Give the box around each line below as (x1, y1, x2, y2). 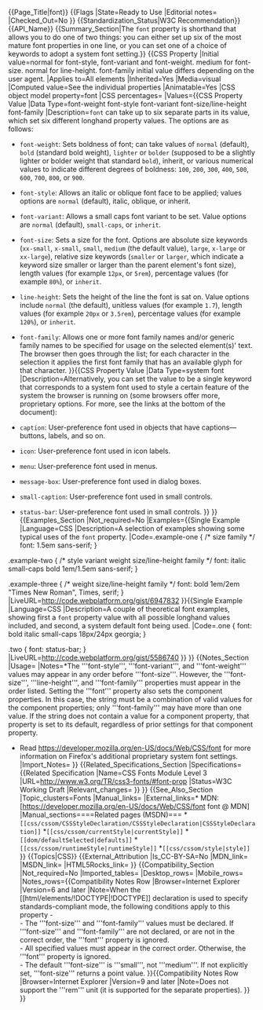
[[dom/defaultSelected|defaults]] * (19, 835, 138, 844)
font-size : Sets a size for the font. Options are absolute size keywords (19, 236, 248, 244)
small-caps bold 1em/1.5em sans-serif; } (8, 564, 138, 573)
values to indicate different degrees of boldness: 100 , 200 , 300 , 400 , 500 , (19, 165, 250, 174)
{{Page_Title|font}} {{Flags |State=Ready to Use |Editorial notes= (8, 8, 217, 16)
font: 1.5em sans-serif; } (19, 540, 97, 550)
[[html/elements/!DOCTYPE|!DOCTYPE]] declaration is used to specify (19, 894, 249, 902)
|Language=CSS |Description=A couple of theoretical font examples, (8, 605, 230, 613)
